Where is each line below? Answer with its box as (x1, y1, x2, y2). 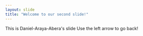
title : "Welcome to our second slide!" (5, 12, 89, 17)
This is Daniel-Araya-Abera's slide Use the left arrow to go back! (5, 25, 138, 31)
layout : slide (5, 7, 35, 12)
